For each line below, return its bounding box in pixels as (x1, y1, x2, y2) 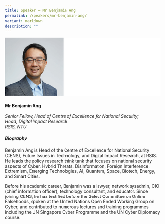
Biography (5, 135, 27, 141)
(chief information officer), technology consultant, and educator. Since (5, 188, 148, 194)
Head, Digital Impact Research (5, 118, 67, 125)
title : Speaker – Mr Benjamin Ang (5, 8, 76, 13)
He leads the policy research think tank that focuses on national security (5, 158, 152, 164)
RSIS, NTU (5, 124, 27, 130)
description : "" (5, 24, 38, 28)
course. (5, 214, 21, 221)
